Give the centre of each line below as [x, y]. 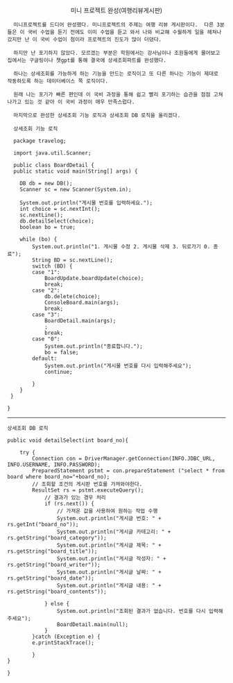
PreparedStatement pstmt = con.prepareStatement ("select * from [129, 471]
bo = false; [61, 352]
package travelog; [40, 141]
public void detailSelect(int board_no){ [68, 440]
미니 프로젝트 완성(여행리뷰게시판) [116, 10]
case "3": [46, 315]
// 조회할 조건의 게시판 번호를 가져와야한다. [87, 484]
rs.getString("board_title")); [52, 551]
